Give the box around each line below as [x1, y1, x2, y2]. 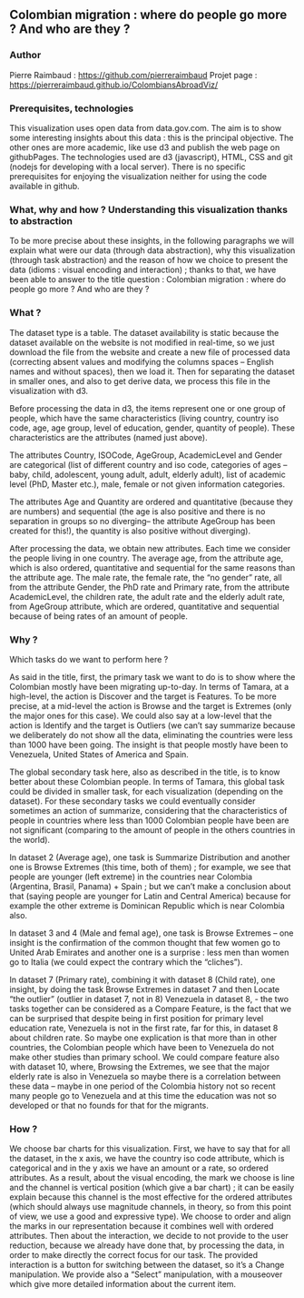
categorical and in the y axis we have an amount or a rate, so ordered [9, 1162, 270, 1173]
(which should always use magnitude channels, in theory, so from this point [9, 1202, 292, 1212]
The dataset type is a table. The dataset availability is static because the [9, 327, 279, 338]
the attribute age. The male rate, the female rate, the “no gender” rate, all [9, 572, 283, 583]
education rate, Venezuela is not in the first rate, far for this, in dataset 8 [9, 1022, 279, 1033]
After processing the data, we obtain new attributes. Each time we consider [9, 543, 291, 553]
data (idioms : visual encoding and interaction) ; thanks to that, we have [9, 264, 277, 276]
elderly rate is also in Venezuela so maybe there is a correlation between [9, 1070, 281, 1081]
